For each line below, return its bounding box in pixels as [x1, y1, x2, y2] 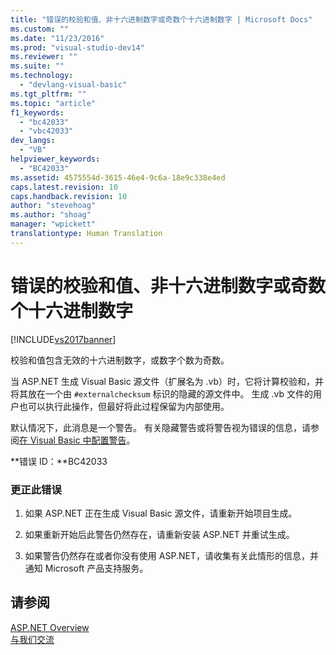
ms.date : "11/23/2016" [10, 33, 105, 43]
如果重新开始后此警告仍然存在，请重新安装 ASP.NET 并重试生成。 [24, 528, 295, 540]
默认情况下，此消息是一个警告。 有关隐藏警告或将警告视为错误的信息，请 [10, 421, 311, 433]
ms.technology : [10, 71, 74, 81]
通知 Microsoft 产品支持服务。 [24, 562, 149, 574]
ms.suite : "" [10, 61, 65, 71]
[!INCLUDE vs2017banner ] [10, 333, 117, 345]
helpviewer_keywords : [10, 154, 101, 164]
